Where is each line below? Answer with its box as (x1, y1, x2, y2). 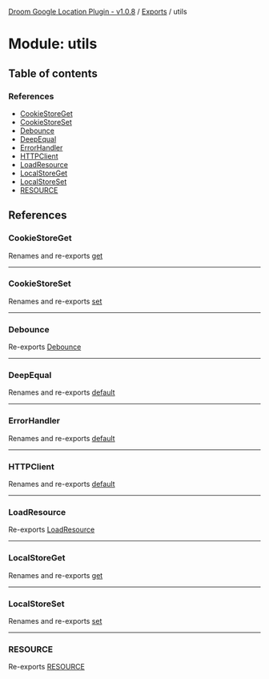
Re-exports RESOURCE (8, 662, 86, 672)
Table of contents (8, 66, 98, 80)
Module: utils (8, 35, 98, 53)
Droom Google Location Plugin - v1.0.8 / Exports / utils (8, 7, 187, 16)
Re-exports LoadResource (8, 524, 95, 535)
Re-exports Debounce (8, 342, 82, 352)
